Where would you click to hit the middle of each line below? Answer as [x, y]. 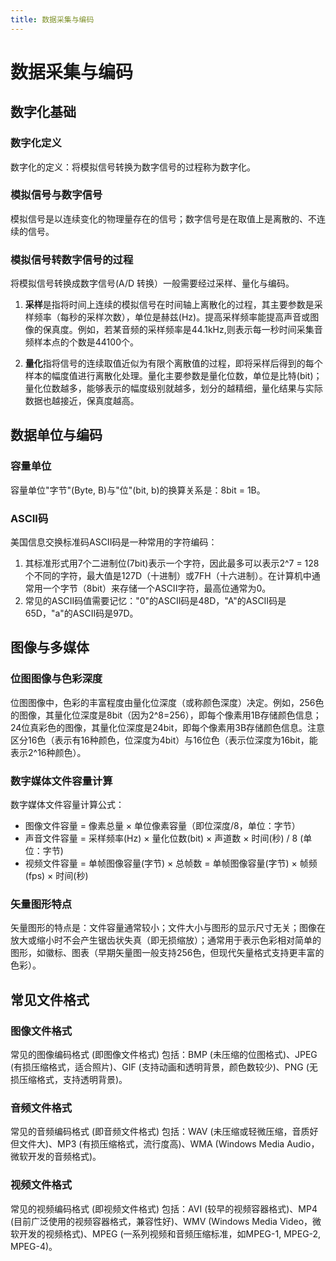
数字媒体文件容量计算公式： [67, 805]
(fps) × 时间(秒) [56, 876]
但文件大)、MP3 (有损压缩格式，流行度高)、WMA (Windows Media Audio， [165, 1144]
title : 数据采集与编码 [52, 19]
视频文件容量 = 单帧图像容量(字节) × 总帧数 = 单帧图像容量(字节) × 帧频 [171, 863]
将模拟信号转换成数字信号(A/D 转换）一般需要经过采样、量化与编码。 [152, 283]
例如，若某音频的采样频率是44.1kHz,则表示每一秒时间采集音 [200, 330]
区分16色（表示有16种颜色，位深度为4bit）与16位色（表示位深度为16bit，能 [164, 740]
